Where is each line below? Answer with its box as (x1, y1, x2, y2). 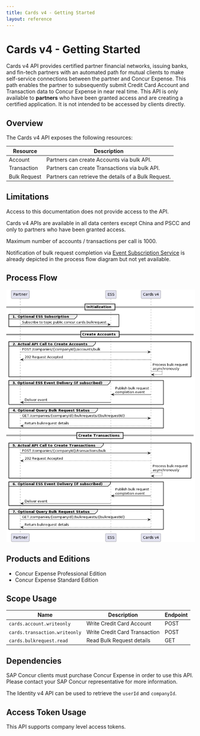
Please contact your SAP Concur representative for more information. (6, 678, 178, 686)
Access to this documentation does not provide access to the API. (6, 208, 169, 215)
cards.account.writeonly (8, 621, 71, 627)
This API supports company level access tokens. (6, 723, 126, 730)
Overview (6, 118, 44, 128)
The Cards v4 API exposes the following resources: (6, 134, 133, 141)
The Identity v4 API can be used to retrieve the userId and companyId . (6, 690, 177, 697)
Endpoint (164, 611, 188, 618)
